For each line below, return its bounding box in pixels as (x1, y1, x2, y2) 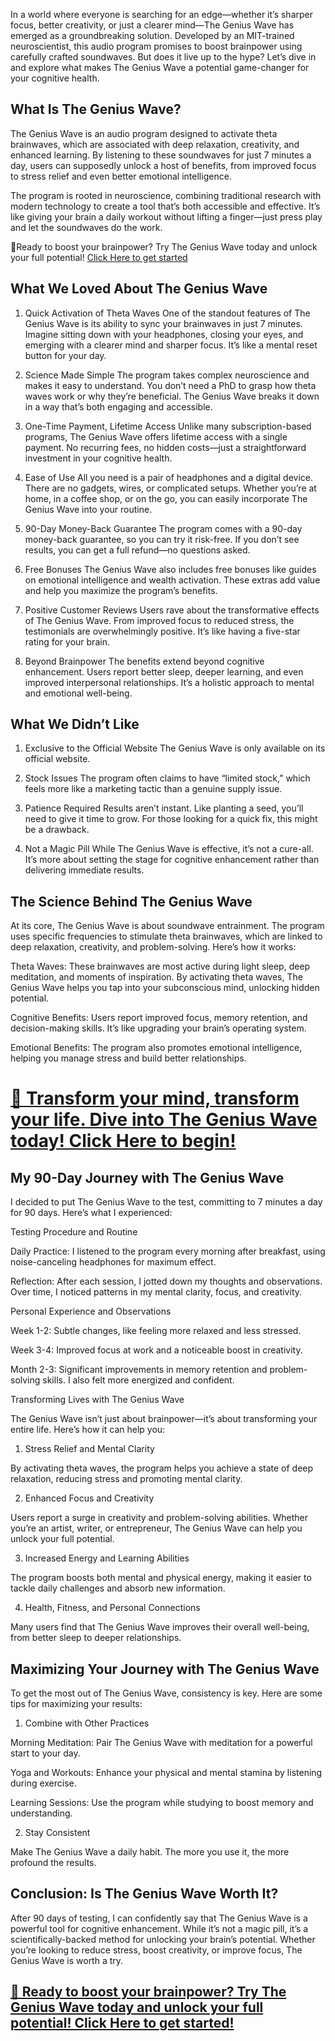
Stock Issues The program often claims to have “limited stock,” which (24, 772, 311, 784)
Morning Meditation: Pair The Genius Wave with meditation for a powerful (10, 1737, 313, 1749)
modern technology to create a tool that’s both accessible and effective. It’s (10, 200, 321, 212)
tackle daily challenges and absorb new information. (10, 1582, 226, 1594)
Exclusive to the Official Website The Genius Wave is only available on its (24, 742, 326, 754)
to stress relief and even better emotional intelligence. (10, 170, 232, 182)
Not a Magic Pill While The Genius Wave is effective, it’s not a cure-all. (24, 843, 314, 855)
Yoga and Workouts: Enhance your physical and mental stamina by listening (10, 1767, 323, 1779)
